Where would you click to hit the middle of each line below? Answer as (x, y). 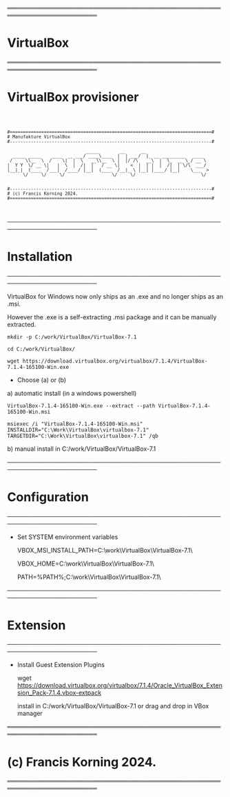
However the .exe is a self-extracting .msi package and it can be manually (112, 317)
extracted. (22, 324)
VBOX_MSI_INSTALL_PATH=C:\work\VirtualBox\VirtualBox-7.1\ (105, 550)
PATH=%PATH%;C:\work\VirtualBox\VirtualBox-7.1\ (89, 577)
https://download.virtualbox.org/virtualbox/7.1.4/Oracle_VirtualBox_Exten (119, 686)
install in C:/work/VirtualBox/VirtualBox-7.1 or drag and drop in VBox (113, 706)
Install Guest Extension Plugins (61, 665)
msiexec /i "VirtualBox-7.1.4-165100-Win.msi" (75, 424)
